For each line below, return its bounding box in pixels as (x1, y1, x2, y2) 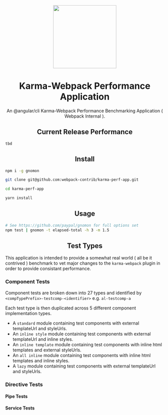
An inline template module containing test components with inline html (12, 341, 162, 347)
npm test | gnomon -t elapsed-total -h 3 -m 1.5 (5, 227, 109, 233)
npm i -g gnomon (5, 168, 39, 173)
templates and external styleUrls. (12, 347, 82, 353)
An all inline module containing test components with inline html (12, 352, 151, 358)
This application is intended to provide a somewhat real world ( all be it (5, 255, 152, 261)
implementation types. (5, 310, 52, 316)
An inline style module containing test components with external (12, 331, 151, 337)
